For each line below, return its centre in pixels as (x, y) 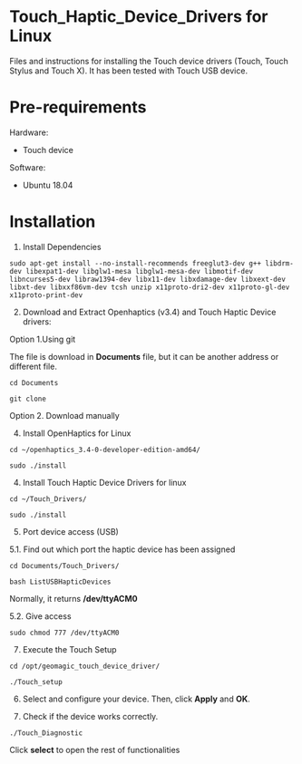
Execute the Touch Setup (69, 649)
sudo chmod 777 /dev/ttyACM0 (64, 633)
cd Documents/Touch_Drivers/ (64, 566)
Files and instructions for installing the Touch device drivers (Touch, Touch (149, 61)
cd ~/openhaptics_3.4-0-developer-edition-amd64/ (105, 450)
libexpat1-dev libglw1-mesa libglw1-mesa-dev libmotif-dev (140, 271)
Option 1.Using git (43, 339)
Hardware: (29, 132)
